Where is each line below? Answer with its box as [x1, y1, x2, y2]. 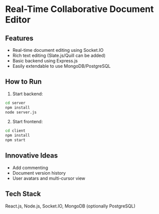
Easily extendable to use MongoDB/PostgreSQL [12, 63, 111, 69]
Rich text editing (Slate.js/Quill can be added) [12, 52, 106, 58]
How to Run [5, 77, 42, 86]
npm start [5, 138, 26, 143]
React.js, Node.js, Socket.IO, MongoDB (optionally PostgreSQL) [5, 203, 136, 209]
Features [5, 34, 33, 42]
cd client [5, 128, 26, 133]
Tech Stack [5, 190, 41, 198]
